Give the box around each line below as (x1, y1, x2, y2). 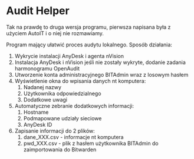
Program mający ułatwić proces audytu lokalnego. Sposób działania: (6, 41, 173, 48)
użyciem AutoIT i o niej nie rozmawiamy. (6, 29, 104, 36)
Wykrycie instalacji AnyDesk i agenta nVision (14, 52, 124, 59)
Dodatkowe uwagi (23, 96, 68, 103)
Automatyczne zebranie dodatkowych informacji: (14, 102, 134, 109)
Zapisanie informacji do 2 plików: (14, 127, 96, 134)
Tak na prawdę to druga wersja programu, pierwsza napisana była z (6, 23, 171, 31)
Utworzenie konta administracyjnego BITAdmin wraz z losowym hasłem (14, 71, 189, 78)
